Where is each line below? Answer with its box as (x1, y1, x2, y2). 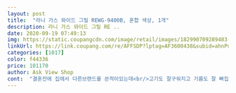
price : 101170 (7, 62, 49, 69)
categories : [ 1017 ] (7, 50, 65, 57)
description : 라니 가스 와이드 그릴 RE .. (7, 23, 120, 30)
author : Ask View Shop (7, 69, 74, 76)
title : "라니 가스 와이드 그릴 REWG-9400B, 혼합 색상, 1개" (7, 17, 169, 24)
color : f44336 (7, 56, 49, 63)
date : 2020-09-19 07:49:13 (7, 29, 86, 37)
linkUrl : (7, 43, 33, 50)
